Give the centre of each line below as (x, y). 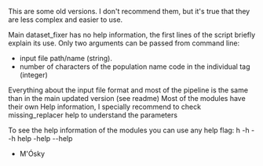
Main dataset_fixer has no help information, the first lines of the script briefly (132, 35)
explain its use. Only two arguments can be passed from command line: (124, 43)
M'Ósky (32, 153)
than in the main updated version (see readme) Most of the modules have (127, 98)
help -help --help (45, 139)
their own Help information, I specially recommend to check (105, 106)
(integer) (34, 75)
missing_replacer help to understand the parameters (93, 115)
